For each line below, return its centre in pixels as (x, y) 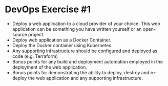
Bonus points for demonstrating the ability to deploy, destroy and (81, 72)
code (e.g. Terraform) (35, 56)
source (20, 34)
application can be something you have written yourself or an (77, 29)
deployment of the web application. (50, 67)
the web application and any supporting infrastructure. (86, 78)
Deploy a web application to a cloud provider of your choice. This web (86, 24)
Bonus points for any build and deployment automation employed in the (88, 61)
